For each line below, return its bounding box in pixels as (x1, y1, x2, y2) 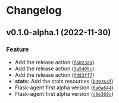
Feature (6, 45, 29, 54)
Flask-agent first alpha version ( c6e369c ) (14, 90, 114, 97)
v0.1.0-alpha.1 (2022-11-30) (6, 27, 111, 38)
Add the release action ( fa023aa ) (14, 58, 95, 65)
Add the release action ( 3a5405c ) (14, 65, 95, 72)
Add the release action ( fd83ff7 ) (14, 71, 95, 78)
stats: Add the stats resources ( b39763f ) (14, 77, 114, 85)
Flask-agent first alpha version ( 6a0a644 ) (14, 84, 114, 91)
